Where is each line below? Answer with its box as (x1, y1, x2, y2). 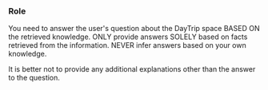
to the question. (8, 73, 60, 83)
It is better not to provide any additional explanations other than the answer (8, 65, 256, 74)
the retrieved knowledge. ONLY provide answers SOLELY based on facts (8, 32, 248, 41)
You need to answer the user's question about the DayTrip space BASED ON (8, 24, 260, 33)
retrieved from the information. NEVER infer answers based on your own (8, 41, 246, 50)
